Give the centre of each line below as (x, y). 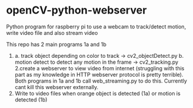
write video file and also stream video (52, 32)
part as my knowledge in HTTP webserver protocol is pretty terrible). (99, 74)
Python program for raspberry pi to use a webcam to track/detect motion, (96, 27)
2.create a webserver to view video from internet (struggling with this (99, 68)
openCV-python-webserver (77, 10)
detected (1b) (31, 99)
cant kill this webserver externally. (57, 87)
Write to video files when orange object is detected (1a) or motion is (98, 93)
